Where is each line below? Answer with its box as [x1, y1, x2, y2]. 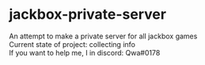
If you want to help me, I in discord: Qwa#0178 [9, 48, 161, 57]
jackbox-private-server [9, 5, 167, 23]
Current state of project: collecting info [9, 39, 135, 49]
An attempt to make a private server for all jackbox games [9, 31, 198, 41]
